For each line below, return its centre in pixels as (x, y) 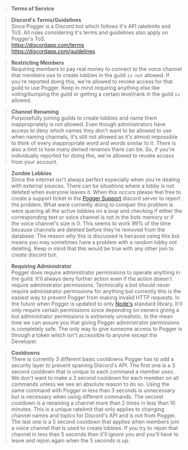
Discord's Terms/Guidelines (46, 20)
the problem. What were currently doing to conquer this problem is (92, 205)
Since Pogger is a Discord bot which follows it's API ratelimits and (91, 26)
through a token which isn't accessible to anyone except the (84, 335)
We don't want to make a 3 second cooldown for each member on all (95, 378)
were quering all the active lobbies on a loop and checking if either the (97, 211)
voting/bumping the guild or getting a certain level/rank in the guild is (95, 94)
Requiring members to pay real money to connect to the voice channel (96, 69)
